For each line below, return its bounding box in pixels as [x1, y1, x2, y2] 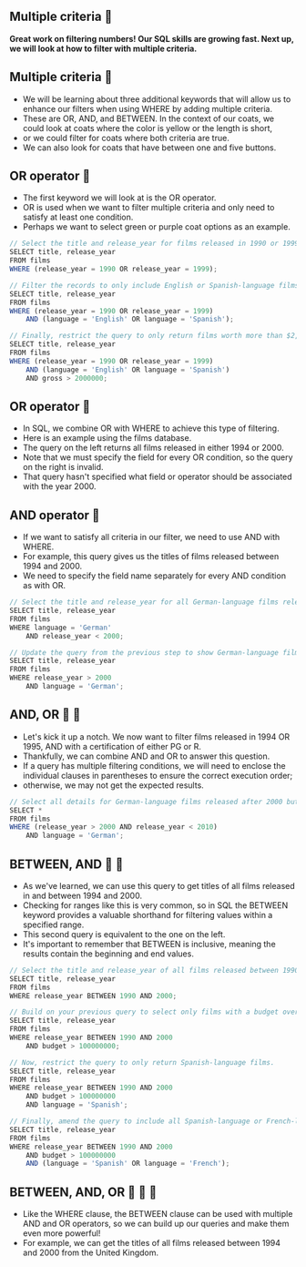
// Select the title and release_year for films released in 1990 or [9, 239, 280, 249]
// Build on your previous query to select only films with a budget [9, 1007, 280, 1017]
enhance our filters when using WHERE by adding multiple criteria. [22, 103, 273, 114]
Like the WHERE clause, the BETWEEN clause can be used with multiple [22, 1209, 293, 1220]
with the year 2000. [22, 481, 97, 492]
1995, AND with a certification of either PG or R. [22, 741, 202, 751]
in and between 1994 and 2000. [22, 890, 143, 901]
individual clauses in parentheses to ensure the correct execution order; [22, 770, 293, 781]
